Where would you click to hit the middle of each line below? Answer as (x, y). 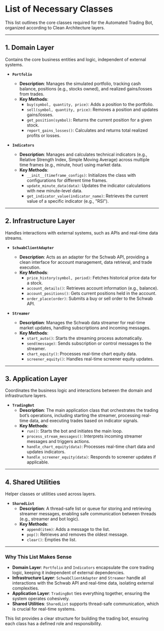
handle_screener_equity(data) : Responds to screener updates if (91, 457)
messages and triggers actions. (58, 442)
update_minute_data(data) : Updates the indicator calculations (89, 185)
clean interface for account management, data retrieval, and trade (86, 262)
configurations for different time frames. (67, 180)
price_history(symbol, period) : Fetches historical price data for (92, 277)
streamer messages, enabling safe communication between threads (88, 514)
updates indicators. (46, 452)
